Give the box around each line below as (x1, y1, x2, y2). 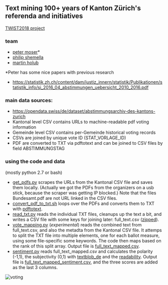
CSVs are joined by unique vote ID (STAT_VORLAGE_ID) (12, 135, 126, 141)
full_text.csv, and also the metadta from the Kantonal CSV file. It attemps (12, 227, 162, 233)
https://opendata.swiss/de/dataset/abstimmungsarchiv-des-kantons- (12, 108, 156, 114)
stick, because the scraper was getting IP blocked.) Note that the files (12, 190, 156, 196)
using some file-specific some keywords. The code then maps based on (12, 237, 161, 243)
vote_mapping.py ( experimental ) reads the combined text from (12, 221, 142, 227)
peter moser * (12, 49, 40, 55)
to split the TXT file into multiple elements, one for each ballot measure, (12, 232, 160, 238)
